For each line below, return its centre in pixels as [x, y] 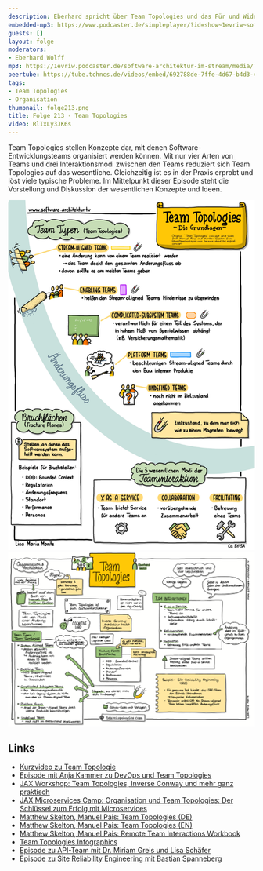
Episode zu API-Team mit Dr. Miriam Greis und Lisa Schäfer [115, 851]
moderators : [27, 50]
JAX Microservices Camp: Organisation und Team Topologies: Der [126, 800]
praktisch [34, 792]
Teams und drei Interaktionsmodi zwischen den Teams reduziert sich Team [129, 164]
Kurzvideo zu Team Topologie [67, 767]
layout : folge [31, 42]
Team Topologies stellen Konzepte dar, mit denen [88, 148]
